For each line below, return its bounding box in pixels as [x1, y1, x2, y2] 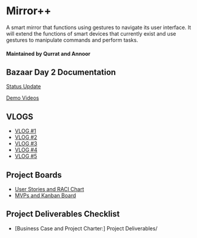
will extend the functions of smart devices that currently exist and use [6, 30, 176, 37]
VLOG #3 [14, 140, 37, 147]
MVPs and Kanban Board [14, 192, 76, 199]
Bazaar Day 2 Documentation [6, 67, 117, 77]
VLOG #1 [14, 128, 37, 135]
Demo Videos [6, 94, 40, 101]
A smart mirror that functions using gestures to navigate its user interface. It [6, 24, 191, 31]
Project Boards [6, 170, 62, 180]
